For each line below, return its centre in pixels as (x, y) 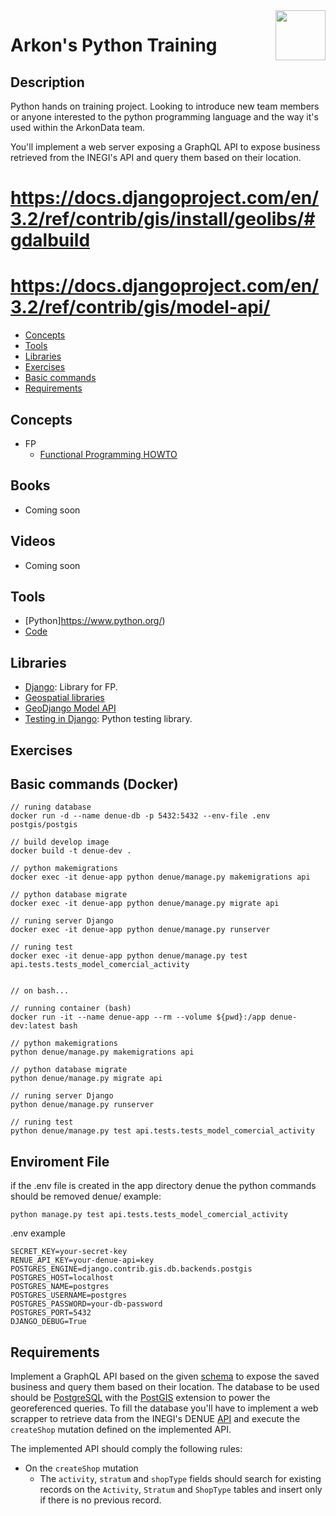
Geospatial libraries (64, 698)
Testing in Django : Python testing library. (108, 719)
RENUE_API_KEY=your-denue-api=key (82, 1260)
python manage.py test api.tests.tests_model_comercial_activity (149, 1215)
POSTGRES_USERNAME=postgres (69, 1295)
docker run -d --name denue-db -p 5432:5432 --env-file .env (140, 816)
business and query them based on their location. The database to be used (165, 1387)
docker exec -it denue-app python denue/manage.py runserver (140, 930)
